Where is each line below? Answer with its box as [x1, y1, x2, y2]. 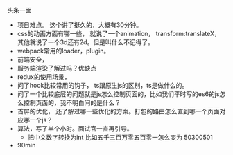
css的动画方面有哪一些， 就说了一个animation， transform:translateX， [17, 30, 221, 37]
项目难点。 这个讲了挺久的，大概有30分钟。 [17, 21, 143, 29]
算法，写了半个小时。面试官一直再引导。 [17, 125, 133, 133]
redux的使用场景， [17, 73, 71, 81]
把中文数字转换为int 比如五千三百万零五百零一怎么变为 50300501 [27, 134, 213, 141]
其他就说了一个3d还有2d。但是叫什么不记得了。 [17, 38, 155, 46]
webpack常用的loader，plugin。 [17, 47, 110, 55]
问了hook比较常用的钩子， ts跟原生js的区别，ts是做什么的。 [17, 82, 189, 89]
